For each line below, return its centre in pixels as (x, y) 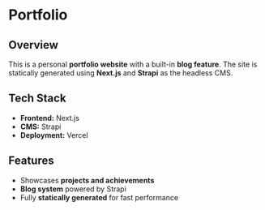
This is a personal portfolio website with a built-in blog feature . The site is (133, 64)
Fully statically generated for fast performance (99, 197)
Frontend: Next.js (49, 118)
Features (31, 161)
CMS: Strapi (41, 126)
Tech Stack (37, 99)
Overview (34, 45)
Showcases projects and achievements (87, 180)
